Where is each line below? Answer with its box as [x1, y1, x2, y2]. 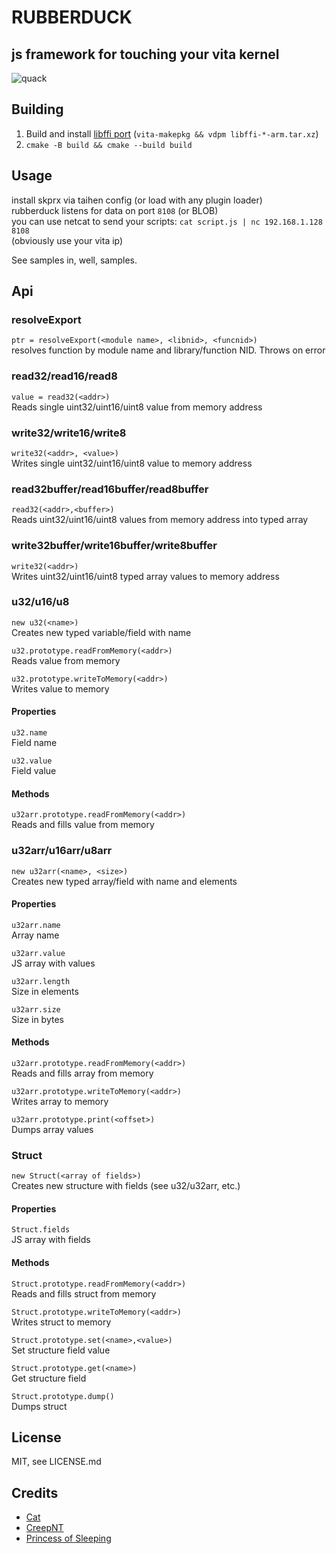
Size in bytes [11, 1013, 64, 1025]
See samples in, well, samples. [11, 254, 138, 266]
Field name [11, 737, 58, 748]
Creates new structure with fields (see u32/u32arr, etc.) [11, 1180, 241, 1192]
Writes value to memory [11, 682, 110, 695]
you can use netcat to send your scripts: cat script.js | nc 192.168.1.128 [11, 215, 323, 227]
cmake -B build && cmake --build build [25, 140, 193, 150]
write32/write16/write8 [11, 426, 127, 440]
